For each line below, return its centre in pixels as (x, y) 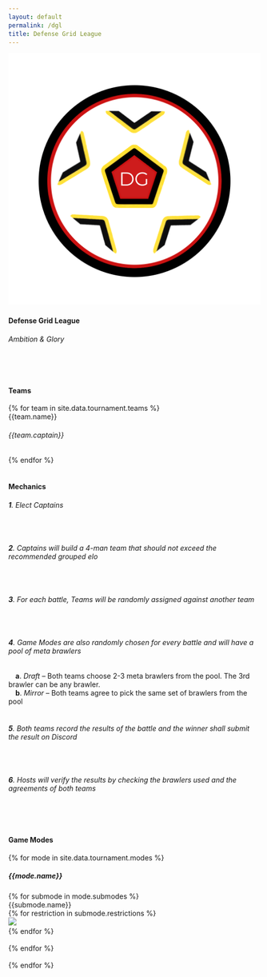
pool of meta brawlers (45, 651)
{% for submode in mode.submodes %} (74, 896)
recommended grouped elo (53, 556)
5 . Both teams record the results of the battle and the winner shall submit (129, 728)
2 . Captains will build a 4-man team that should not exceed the (113, 548)
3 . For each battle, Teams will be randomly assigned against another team (132, 600)
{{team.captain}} (36, 435)
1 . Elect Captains (36, 504)
